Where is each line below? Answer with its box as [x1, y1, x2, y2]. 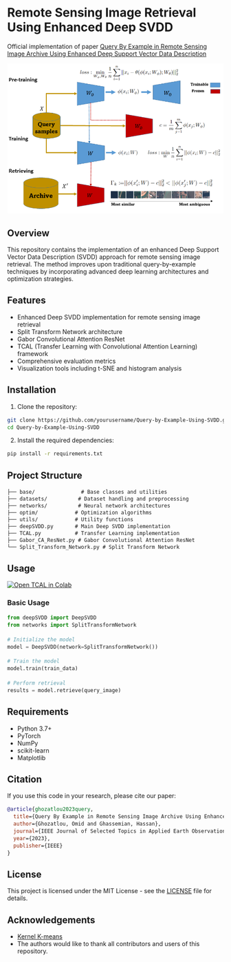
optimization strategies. [7, 275, 74, 283]
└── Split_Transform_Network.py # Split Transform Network [7, 544, 180, 551]
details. [7, 894, 28, 903]
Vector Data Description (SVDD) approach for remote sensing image [7, 253, 201, 261]
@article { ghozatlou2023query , [7, 806, 94, 813]
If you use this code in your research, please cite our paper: [7, 792, 177, 800]
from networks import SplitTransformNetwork [7, 622, 137, 629]
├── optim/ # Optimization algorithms [7, 510, 153, 516]
